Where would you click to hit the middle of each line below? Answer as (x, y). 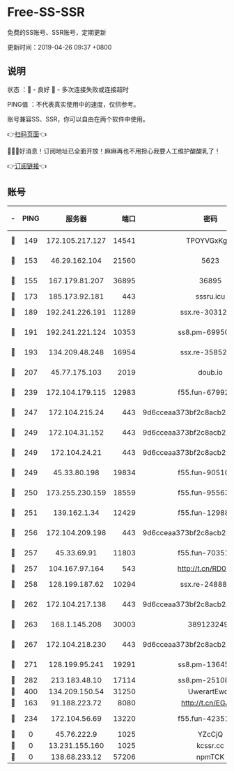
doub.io (210, 372)
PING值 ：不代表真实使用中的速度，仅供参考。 (73, 104)
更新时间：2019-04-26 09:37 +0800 (60, 47)
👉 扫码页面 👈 (27, 134)
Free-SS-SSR (46, 12)
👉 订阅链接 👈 (27, 165)
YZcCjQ (210, 734)
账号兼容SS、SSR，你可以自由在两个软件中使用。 (78, 119)
